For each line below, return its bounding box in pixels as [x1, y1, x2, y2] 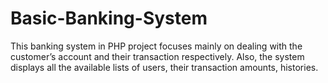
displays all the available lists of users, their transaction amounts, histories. [10, 61, 319, 73]
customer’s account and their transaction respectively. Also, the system [10, 50, 305, 62]
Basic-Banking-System [10, 7, 208, 30]
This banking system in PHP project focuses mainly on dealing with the [10, 40, 303, 52]
